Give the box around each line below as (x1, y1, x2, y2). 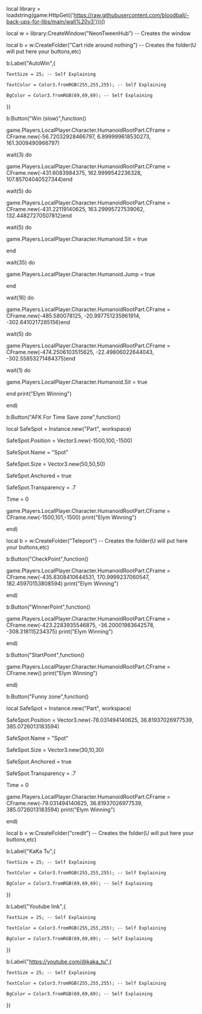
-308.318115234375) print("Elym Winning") (6, 628, 113, 635)
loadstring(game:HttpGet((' (6, 11, 74, 19)
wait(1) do (6, 367, 31, 374)
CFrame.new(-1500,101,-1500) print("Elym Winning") (6, 514, 137, 521)
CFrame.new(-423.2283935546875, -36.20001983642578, (6, 621, 155, 629)
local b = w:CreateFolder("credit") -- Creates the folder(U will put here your (6, 829, 194, 837)
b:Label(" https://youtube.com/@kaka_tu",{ (6, 958, 112, 965)
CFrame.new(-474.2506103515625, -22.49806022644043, (6, 348, 154, 356)
